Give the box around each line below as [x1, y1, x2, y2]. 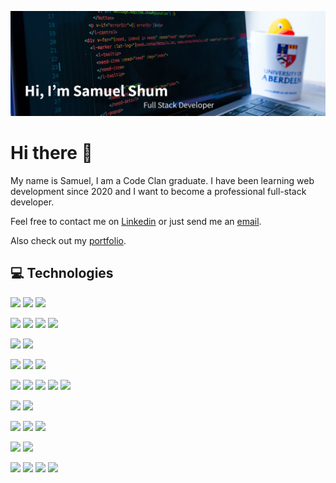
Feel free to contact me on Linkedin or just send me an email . [10, 215, 262, 227]
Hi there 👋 [10, 142, 93, 165]
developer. [10, 196, 55, 208]
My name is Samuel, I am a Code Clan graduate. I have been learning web [10, 174, 315, 186]
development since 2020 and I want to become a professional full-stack [10, 185, 307, 197]
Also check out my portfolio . [10, 234, 127, 246]
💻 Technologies [10, 265, 114, 282]
